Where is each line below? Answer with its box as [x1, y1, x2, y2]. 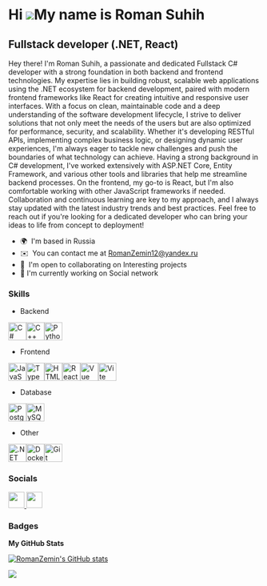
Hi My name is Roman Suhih [8, 6, 205, 24]
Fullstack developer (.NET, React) [8, 38, 179, 51]
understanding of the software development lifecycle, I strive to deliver [8, 110, 241, 119]
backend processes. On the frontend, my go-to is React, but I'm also [8, 178, 234, 187]
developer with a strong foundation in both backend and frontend [8, 67, 224, 77]
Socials [8, 473, 38, 484]
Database [19, 387, 52, 397]
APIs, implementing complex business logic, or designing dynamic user [8, 135, 244, 145]
